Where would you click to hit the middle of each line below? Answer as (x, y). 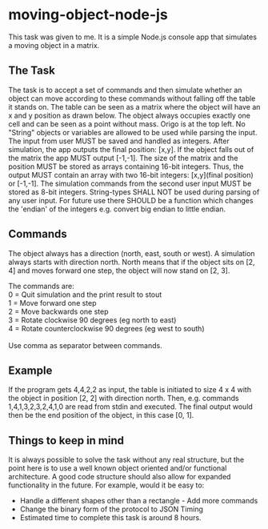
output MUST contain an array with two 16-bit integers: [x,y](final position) (131, 174)
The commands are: (41, 286)
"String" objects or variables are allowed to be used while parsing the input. (133, 132)
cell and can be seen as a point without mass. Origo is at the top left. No (127, 124)
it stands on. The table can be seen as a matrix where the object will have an (134, 106)
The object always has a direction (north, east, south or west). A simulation (132, 253)
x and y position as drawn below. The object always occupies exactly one (129, 115)
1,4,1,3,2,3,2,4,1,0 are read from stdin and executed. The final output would (131, 407)
